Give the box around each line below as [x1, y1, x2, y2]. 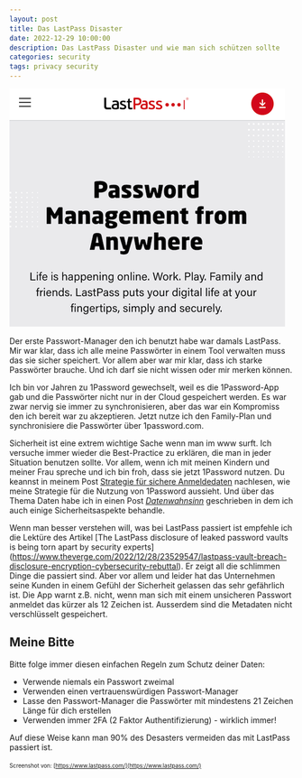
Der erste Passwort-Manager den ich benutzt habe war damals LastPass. [9, 336, 281, 347]
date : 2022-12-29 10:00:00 [9, 33, 111, 42]
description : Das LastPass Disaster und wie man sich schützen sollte [9, 43, 280, 52]
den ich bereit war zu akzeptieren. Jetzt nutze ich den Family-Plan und [9, 411, 272, 421]
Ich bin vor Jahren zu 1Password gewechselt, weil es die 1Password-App [9, 382, 279, 393]
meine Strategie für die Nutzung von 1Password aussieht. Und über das [9, 486, 275, 496]
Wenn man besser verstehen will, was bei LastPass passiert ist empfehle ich [9, 523, 293, 533]
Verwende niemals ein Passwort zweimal [22, 676, 175, 687]
